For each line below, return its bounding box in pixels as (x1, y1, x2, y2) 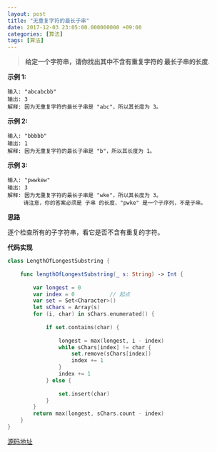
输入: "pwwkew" (7, 176, 51, 184)
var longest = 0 (33, 283, 81, 291)
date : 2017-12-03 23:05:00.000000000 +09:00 (7, 24, 142, 31)
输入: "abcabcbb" (7, 89, 57, 96)
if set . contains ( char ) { (45, 323, 120, 331)
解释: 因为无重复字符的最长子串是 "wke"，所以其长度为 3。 (7, 192, 162, 199)
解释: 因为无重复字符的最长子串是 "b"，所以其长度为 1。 (7, 148, 156, 155)
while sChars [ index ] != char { (58, 343, 152, 351)
